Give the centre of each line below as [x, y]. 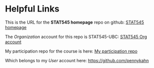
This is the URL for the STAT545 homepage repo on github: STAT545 [75, 22]
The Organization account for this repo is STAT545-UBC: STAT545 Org [76, 37]
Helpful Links [32, 9]
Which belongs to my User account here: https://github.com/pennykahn [77, 60]
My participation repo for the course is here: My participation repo [71, 51]
